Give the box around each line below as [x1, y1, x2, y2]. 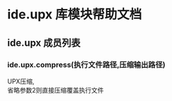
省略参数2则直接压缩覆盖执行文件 [7, 85, 104, 94]
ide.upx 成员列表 [7, 37, 81, 49]
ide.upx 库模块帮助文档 [7, 6, 142, 23]
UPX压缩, [7, 77, 35, 85]
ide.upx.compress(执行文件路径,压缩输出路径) [7, 59, 166, 69]
